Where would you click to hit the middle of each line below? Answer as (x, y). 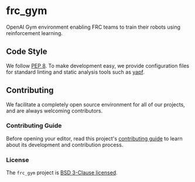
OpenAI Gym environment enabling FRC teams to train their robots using (93, 27)
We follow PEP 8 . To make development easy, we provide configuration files (97, 66)
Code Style (27, 52)
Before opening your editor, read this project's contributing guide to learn (94, 138)
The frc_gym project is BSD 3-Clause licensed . (62, 173)
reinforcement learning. (35, 33)
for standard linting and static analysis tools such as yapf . (75, 72)
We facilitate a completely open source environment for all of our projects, (96, 104)
